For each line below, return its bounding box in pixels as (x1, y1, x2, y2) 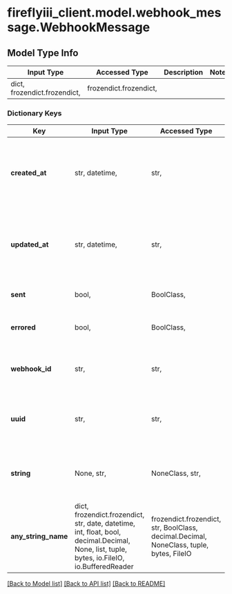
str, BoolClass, (151, 523, 198, 533)
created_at (10, 168, 47, 178)
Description (164, 68, 204, 77)
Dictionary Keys (7, 108, 62, 118)
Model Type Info (7, 47, 79, 59)
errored (10, 323, 36, 332)
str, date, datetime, (75, 519, 136, 528)
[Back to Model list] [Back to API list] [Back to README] (7, 579, 166, 588)
